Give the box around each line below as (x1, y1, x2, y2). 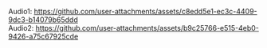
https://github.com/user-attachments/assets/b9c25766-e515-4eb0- (35, 24, 259, 32)
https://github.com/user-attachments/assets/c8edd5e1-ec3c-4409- (33, 7, 257, 16)
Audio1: (8, 7, 33, 16)
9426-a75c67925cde (8, 31, 79, 41)
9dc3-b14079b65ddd (8, 15, 78, 24)
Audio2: (8, 24, 34, 32)
